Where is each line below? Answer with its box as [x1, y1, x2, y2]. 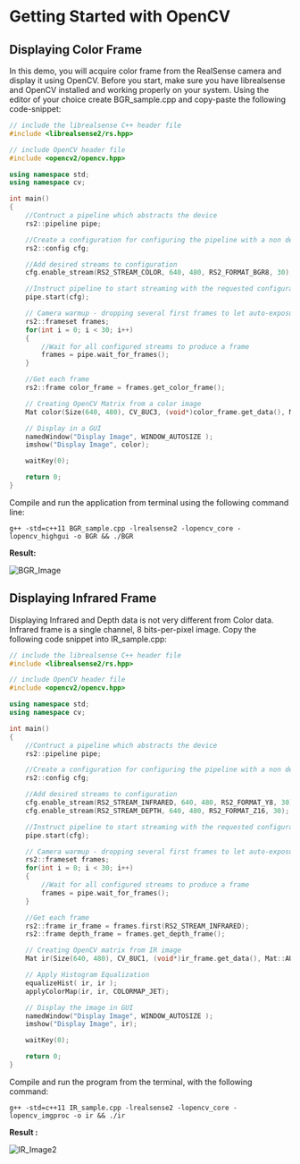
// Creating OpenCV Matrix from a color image [25, 399, 202, 408]
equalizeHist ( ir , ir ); [25, 978, 118, 988]
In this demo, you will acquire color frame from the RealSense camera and [9, 65, 282, 76]
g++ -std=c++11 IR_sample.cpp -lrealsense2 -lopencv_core [9, 1103, 229, 1112]
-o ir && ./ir [72, 1111, 126, 1120]
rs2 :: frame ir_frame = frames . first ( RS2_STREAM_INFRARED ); [25, 922, 250, 930]
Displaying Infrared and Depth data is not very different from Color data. [9, 615, 274, 625]
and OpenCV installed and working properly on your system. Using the [9, 85, 270, 95]
